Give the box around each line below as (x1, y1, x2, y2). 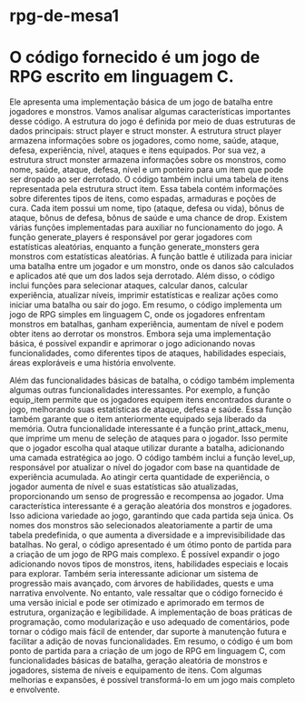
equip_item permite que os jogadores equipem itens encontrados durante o (9, 395, 292, 406)
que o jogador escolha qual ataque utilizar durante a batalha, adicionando (9, 443, 285, 454)
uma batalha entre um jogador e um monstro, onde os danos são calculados (9, 261, 295, 272)
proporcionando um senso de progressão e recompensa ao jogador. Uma (9, 491, 284, 502)
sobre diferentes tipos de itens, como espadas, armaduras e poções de (9, 193, 277, 205)
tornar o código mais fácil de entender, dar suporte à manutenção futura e (9, 627, 288, 637)
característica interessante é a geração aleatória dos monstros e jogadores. (9, 501, 292, 512)
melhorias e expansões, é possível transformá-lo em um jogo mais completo (9, 675, 295, 686)
